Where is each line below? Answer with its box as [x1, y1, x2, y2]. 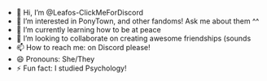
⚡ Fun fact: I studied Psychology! [15, 63, 127, 73]
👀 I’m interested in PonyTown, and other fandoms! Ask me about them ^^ [15, 16, 260, 26]
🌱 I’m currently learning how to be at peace [15, 25, 161, 34]
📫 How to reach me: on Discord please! [15, 43, 151, 52]
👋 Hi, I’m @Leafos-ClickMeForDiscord [15, 8, 144, 17]
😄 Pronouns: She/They [15, 54, 95, 64]
